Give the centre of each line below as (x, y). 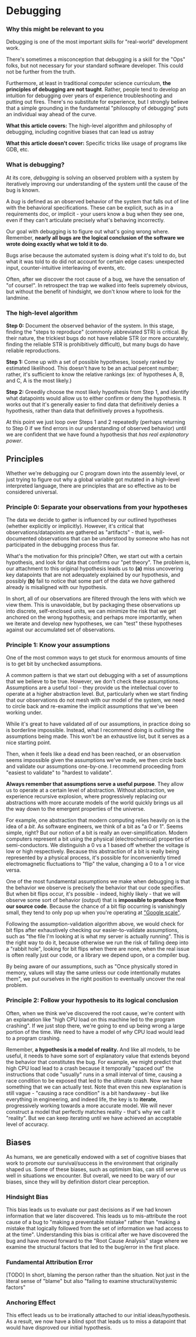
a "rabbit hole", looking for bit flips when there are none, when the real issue (98, 949)
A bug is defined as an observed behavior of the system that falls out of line (97, 201)
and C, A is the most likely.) (39, 381)
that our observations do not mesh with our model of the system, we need (95, 700)
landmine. (18, 298)
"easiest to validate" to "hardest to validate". (59, 773)
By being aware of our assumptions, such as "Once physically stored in (92, 967)
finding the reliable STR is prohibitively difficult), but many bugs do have (93, 345)
